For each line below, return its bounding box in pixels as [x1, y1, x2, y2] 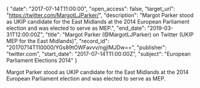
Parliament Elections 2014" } [6, 57, 78, 64]
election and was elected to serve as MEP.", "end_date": [6, 24, 146, 32]
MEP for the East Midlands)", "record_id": [6, 38, 110, 44]
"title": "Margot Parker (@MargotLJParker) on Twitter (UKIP [45, 31, 194, 38]
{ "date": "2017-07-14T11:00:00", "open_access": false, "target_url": [6, 5, 175, 12]
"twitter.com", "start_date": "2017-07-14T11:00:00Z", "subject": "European [6, 50, 191, 57]
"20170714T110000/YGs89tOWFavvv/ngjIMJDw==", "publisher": [6, 44, 167, 51]
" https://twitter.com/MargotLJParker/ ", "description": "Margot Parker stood [6, 12, 194, 19]
